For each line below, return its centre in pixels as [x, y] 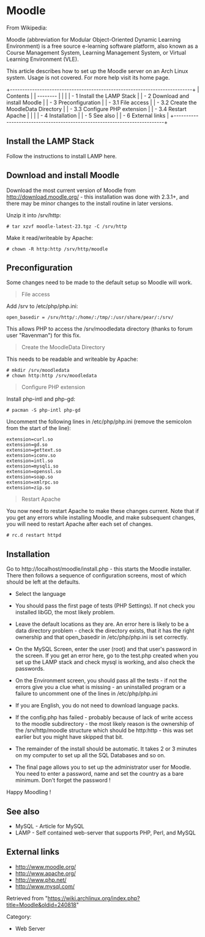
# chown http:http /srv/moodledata [52, 376]
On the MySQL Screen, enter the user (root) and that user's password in [106, 649]
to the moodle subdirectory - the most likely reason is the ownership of [105, 724]
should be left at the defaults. [43, 582]
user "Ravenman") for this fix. [44, 336]
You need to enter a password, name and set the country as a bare [99, 774]
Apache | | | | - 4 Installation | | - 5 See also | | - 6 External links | [88, 115]
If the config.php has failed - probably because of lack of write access [104, 717]
